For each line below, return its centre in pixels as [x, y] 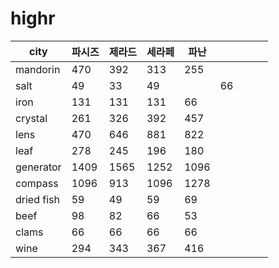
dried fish [37, 199]
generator [38, 167]
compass [37, 183]
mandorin [38, 69]
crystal [31, 118]
